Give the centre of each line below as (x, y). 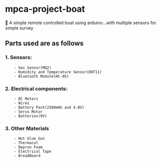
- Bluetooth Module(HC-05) (41, 76)
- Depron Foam (28, 147)
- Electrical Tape (33, 152)
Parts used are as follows (44, 44)
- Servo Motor (28, 112)
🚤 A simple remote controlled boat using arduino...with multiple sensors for (81, 23)
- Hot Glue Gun (29, 139)
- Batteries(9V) (31, 116)
